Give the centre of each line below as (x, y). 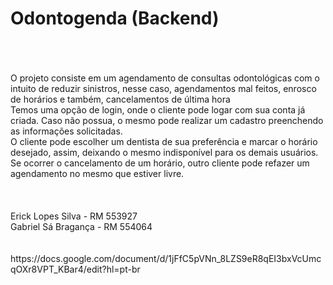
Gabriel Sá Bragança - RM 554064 (81, 226)
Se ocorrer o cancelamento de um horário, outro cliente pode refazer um (160, 163)
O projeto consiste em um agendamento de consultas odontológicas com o (165, 78)
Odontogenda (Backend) (115, 18)
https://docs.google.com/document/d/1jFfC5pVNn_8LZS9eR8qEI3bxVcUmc (166, 258)
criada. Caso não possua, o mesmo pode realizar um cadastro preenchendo (167, 120)
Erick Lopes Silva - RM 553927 (74, 216)
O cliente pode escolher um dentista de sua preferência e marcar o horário (164, 141)
